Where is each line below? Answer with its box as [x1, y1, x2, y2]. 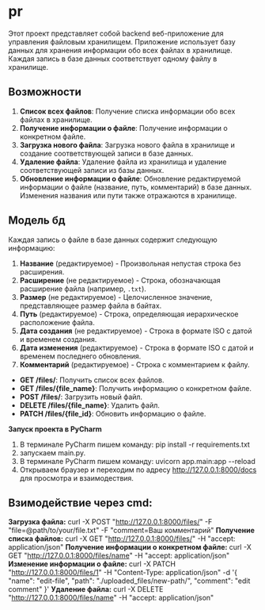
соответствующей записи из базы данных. [19, 165, 165, 175]
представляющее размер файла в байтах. [19, 301, 162, 310]
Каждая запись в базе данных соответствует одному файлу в [8, 54, 218, 63]
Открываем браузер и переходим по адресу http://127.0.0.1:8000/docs [19, 465, 257, 474]
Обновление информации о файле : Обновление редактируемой [19, 174, 241, 183]
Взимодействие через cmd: [8, 496, 153, 509]
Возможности [8, 86, 81, 99]
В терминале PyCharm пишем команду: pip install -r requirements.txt [19, 439, 251, 449]
